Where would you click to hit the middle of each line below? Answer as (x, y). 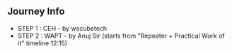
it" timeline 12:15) (42, 43)
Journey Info (36, 12)
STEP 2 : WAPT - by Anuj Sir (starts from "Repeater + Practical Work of (121, 36)
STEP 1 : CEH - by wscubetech (62, 28)
